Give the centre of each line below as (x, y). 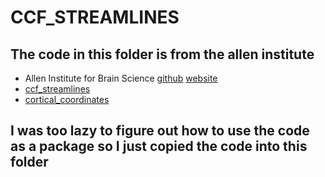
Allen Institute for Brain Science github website (121, 78)
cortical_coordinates (67, 99)
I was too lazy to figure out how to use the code (160, 131)
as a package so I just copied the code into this (159, 146)
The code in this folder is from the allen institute (162, 54)
